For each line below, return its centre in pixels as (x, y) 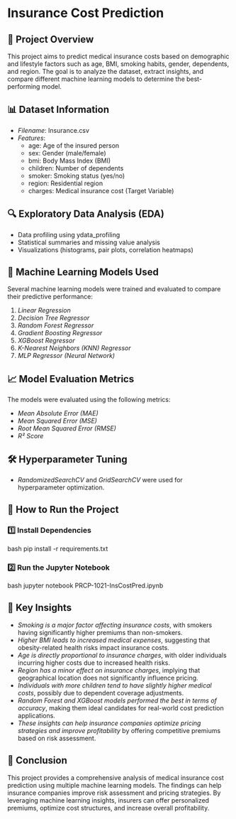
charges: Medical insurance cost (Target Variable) (101, 190)
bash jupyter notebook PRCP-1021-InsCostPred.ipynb (85, 586)
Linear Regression (44, 310)
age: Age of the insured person (74, 145)
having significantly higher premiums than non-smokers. (100, 632)
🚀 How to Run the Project (63, 510)
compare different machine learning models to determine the (96, 79)
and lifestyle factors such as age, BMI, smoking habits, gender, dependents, (118, 64)
